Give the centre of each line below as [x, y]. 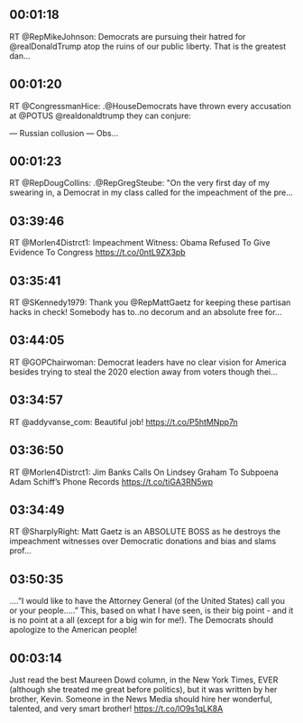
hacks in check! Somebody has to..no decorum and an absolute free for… [146, 312]
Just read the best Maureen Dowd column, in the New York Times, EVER [144, 680]
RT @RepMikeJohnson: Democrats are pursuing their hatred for [128, 36]
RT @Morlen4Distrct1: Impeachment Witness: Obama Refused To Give [140, 243]
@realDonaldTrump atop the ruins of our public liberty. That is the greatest [148, 46]
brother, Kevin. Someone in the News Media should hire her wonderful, [141, 699]
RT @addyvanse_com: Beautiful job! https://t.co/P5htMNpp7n [124, 422]
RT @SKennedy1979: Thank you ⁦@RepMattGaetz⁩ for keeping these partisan [150, 302]
